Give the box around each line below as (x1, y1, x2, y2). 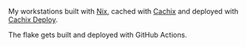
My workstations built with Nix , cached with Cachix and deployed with (8, 7, 239, 16)
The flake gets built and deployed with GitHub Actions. (8, 31, 187, 39)
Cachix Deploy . (8, 15, 58, 24)
